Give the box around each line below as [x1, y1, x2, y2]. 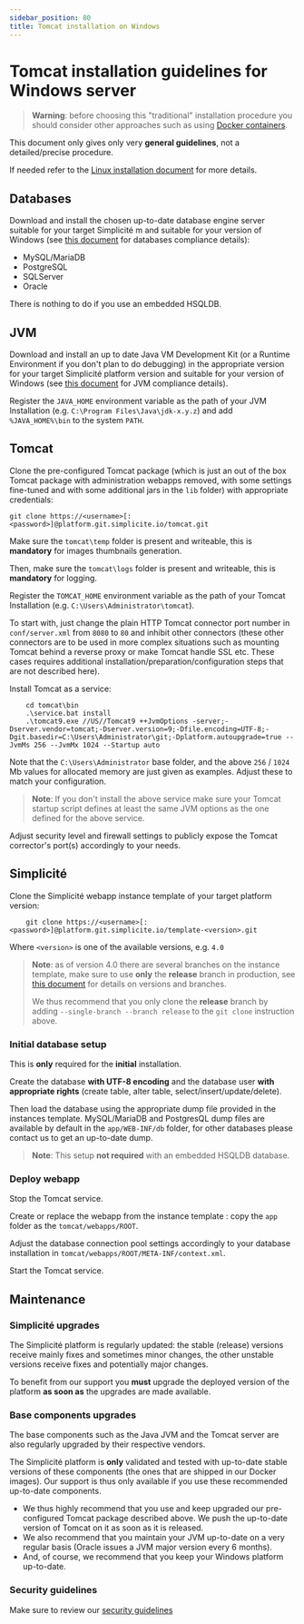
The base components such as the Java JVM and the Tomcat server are [9, 1430, 279, 1441]
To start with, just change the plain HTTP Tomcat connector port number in [9, 617, 290, 628]
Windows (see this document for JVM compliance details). [9, 378, 229, 389]
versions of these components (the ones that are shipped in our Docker [9, 1466, 277, 1477]
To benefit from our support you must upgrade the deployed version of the [9, 1376, 290, 1387]
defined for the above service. [31, 812, 145, 823]
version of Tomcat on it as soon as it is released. [22, 1522, 204, 1533]
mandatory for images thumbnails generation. [9, 545, 182, 556]
